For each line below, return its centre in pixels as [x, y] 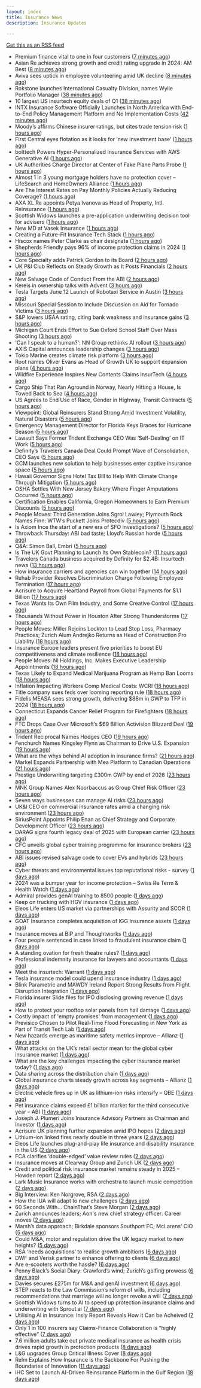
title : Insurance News [34, 17]
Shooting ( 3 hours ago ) [43, 336]
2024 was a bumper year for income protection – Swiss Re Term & [97, 883]
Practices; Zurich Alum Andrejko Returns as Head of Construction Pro [101, 635]
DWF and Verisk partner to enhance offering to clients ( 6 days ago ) [98, 1258]
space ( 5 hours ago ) [40, 470]
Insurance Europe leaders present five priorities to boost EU [89, 648]
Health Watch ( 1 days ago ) [47, 890]
